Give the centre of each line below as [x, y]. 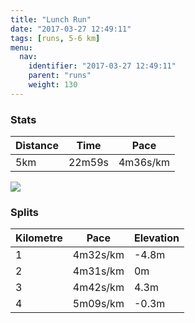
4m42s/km [98, 288]
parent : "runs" [60, 76]
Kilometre [39, 238]
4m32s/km [98, 255]
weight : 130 [53, 85]
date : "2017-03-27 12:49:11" [71, 29]
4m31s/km [98, 271]
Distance [37, 146]
